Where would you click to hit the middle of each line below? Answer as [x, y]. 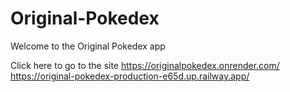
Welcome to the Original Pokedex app [88, 46]
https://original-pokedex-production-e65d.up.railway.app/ [130, 76]
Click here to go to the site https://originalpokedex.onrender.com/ [145, 65]
